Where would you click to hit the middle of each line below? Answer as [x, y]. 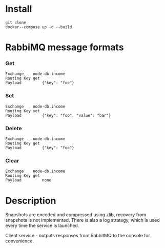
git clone [16, 23]
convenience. [20, 241]
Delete [14, 128]
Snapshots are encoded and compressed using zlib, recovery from [76, 215]
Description [31, 201]
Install [19, 9]
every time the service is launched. [42, 225]
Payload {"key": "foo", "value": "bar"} [58, 115]
